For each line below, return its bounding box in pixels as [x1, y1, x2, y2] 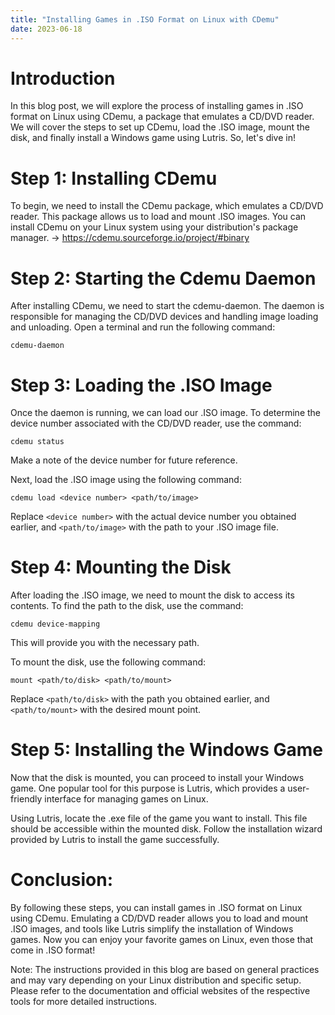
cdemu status [10, 437, 65, 447]
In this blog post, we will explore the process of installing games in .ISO [10, 100, 304, 112]
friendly [10, 793, 43, 805]
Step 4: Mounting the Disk [10, 556, 232, 579]
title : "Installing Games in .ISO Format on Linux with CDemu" [10, 14, 280, 25]
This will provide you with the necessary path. [10, 637, 200, 649]
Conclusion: [10, 869, 114, 891]
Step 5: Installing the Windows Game [10, 739, 324, 761]
